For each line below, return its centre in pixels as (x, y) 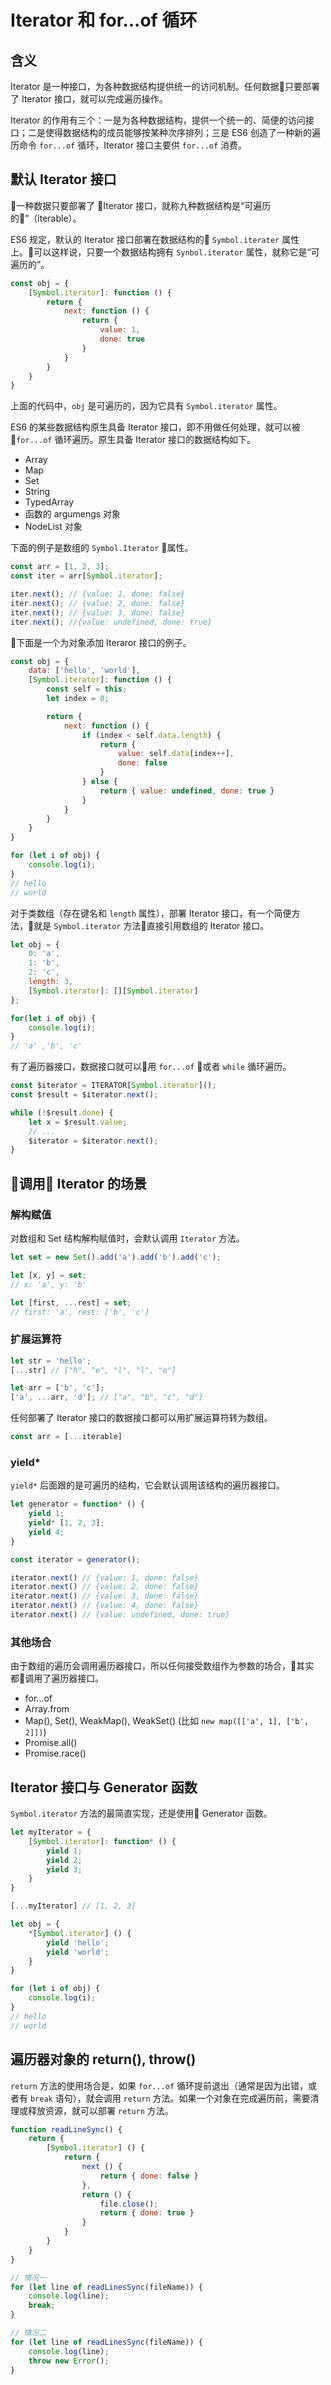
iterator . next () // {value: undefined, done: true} (120, 1615)
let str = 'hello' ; (51, 1361)
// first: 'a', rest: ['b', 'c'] (80, 1312)
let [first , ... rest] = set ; (71, 1302)
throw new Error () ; (69, 2361)
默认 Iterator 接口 (63, 179)
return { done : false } (149, 2176)
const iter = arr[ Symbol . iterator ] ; (86, 576)
